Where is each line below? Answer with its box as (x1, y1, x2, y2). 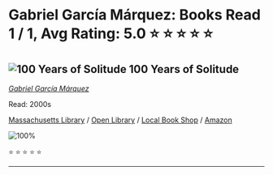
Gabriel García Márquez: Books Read (8, 6, 262, 24)
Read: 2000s (8, 100, 51, 109)
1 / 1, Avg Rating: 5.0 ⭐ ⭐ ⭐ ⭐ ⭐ (8, 24, 214, 43)
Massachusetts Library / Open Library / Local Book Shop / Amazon (8, 115, 233, 125)
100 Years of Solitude (128, 62, 240, 76)
